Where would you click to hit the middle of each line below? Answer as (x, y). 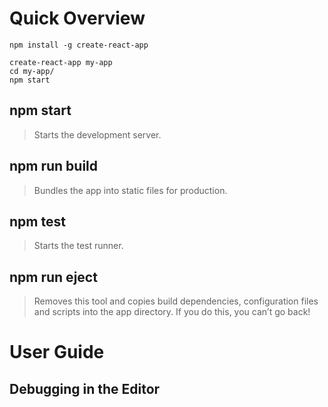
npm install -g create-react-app (79, 45)
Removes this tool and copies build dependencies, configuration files (176, 301)
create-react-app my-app (61, 62)
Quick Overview (77, 18)
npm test (37, 221)
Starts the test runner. (78, 246)
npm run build (54, 166)
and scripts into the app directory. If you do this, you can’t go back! (172, 312)
